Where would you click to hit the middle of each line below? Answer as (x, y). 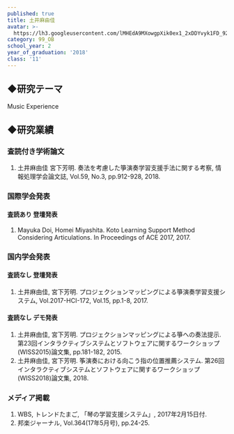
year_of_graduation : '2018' (48, 53)
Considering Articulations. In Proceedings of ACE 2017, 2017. (104, 238)
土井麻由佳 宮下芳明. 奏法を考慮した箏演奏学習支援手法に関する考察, (115, 168)
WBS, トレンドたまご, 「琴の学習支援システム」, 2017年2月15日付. (112, 414)
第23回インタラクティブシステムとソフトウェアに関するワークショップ (118, 343)
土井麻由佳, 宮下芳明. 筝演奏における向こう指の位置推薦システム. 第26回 (121, 360)
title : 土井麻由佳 (31, 20)
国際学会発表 (29, 196)
